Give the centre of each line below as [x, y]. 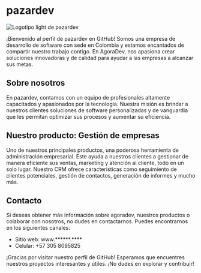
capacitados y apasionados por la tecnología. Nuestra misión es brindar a [97, 104]
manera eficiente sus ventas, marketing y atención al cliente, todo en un [95, 163]
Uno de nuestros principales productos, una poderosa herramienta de [92, 150]
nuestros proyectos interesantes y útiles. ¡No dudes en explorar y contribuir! [100, 264]
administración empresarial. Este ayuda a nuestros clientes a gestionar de [97, 156]
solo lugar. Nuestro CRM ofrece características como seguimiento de [91, 169]
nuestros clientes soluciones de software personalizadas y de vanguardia [97, 110]
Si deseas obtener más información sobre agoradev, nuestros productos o [98, 215]
